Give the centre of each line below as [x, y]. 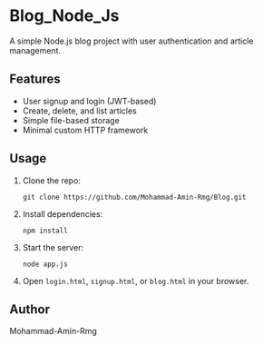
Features [35, 79]
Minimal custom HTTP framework [85, 130]
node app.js [45, 264]
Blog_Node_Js [64, 16]
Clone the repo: [52, 180]
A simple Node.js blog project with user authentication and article [131, 41]
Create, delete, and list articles [80, 111]
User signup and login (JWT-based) [89, 101]
